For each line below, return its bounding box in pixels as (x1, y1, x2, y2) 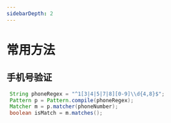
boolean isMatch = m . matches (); (9, 110, 103, 117)
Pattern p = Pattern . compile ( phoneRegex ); (9, 97, 134, 104)
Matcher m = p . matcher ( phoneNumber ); (9, 103, 118, 111)
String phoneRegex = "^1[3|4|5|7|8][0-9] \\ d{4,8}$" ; (9, 91, 165, 97)
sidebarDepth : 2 (6, 10, 53, 17)
